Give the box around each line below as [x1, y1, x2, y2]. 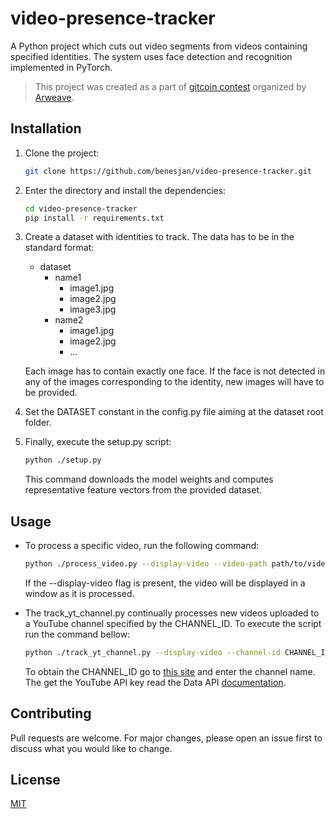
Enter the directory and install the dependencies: [24, 184, 227, 196]
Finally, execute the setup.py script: [24, 436, 172, 448]
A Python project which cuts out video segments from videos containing [10, 40, 308, 52]
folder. [24, 417, 52, 429]
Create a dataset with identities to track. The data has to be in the [24, 231, 295, 243]
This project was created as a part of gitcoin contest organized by [34, 80, 307, 92]
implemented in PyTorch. [10, 61, 113, 73]
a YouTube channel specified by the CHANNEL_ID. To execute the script [24, 617, 322, 629]
